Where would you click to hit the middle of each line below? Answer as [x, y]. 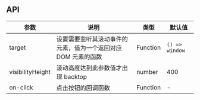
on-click [21, 87]
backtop [76, 76]
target [18, 47]
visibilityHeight [30, 72]
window [176, 50]
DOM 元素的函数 [79, 57]
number [148, 72]
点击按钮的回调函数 [83, 88]
